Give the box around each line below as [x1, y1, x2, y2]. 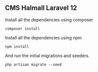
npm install [5, 44, 29, 49]
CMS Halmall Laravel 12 [5, 4, 77, 12]
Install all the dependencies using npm [5, 35, 82, 40]
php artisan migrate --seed [5, 62, 62, 67]
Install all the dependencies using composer [5, 17, 94, 22]
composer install [5, 26, 40, 31]
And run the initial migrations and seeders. [5, 53, 90, 58]
